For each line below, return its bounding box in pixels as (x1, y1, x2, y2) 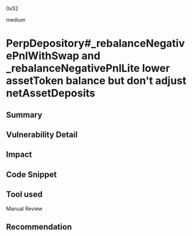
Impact (6, 149, 32, 160)
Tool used (6, 190, 43, 200)
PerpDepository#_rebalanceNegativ (6, 37, 185, 50)
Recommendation (6, 222, 72, 232)
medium (6, 16, 26, 23)
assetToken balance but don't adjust (6, 74, 187, 87)
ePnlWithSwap (6, 49, 80, 63)
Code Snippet (6, 169, 57, 179)
